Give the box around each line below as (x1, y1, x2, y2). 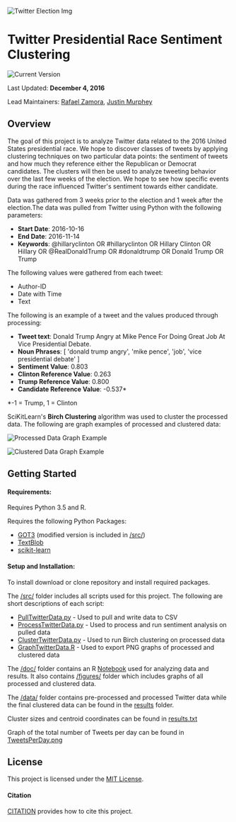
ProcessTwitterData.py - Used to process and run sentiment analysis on (17, 620, 228, 629)
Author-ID (17, 282, 47, 291)
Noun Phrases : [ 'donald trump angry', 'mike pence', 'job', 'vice (17, 347, 202, 356)
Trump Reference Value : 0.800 (17, 377, 110, 385)
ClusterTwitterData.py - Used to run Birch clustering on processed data (17, 635, 225, 644)
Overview (7, 118, 52, 130)
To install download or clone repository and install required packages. (7, 578, 211, 586)
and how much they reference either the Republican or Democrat (7, 159, 196, 168)
